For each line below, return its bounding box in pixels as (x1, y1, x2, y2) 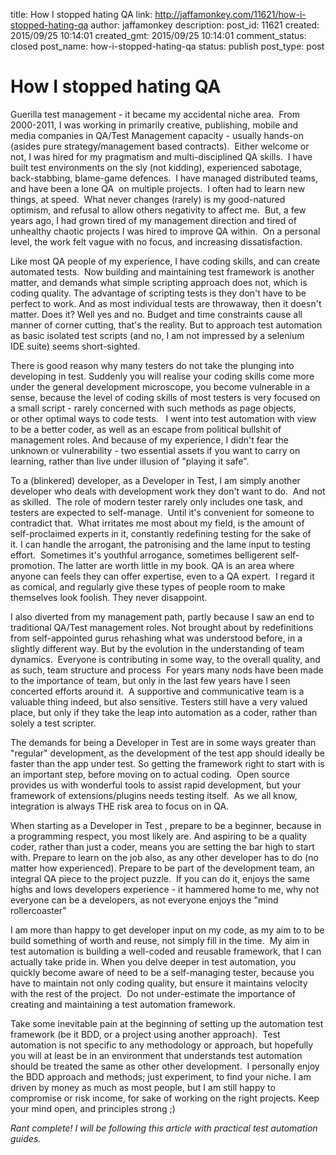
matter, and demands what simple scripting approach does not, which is (10, 276, 308, 288)
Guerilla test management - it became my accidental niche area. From (10, 108, 300, 120)
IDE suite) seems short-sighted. (10, 340, 141, 352)
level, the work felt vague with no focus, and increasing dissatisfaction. (10, 235, 303, 248)
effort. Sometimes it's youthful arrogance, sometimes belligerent (10, 549, 279, 561)
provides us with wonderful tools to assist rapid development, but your (10, 779, 302, 791)
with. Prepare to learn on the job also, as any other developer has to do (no (10, 851, 319, 863)
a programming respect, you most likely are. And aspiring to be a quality (10, 830, 308, 842)
